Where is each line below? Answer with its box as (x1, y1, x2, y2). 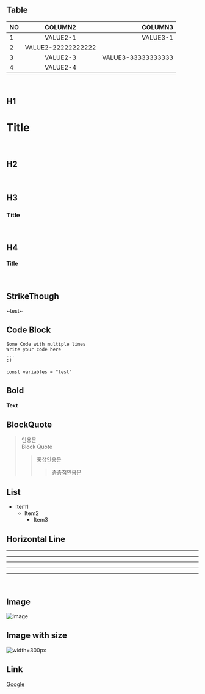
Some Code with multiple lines (6, 341, 86, 347)
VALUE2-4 (45, 63, 77, 71)
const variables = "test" (6, 369, 72, 375)
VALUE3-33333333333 (101, 53, 174, 62)
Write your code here (6, 346, 62, 352)
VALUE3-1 (141, 33, 174, 42)
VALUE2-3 (45, 53, 77, 62)
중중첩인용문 (51, 469, 82, 476)
